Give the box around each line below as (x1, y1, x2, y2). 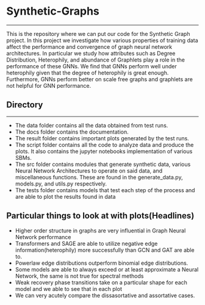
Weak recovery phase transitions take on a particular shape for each (15, 279, 188, 286)
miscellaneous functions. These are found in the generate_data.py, (15, 173, 183, 181)
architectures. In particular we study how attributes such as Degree (6, 49, 176, 57)
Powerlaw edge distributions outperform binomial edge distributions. (15, 259, 189, 267)
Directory (6, 99, 43, 110)
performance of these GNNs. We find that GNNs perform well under (6, 62, 177, 70)
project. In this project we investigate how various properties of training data (6, 37, 198, 44)
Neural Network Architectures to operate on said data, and (15, 167, 163, 174)
